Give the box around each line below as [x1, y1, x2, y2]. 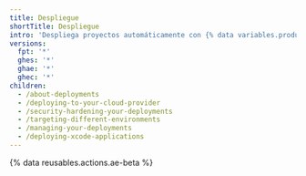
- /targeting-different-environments [17, 115, 161, 124]
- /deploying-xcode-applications [17, 132, 145, 141]
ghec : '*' [17, 73, 55, 82]
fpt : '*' [17, 47, 51, 57]
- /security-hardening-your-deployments [17, 107, 173, 116]
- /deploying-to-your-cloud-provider [17, 98, 161, 108]
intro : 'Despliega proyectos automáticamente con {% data [9, 30, 234, 39]
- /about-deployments [17, 89, 100, 98]
